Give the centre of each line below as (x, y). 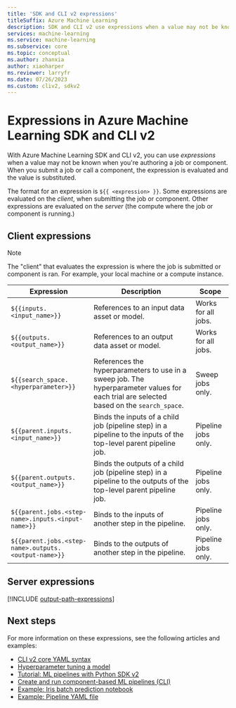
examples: (22, 645)
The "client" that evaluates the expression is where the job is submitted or (114, 266)
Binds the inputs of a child (136, 417)
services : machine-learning (48, 33)
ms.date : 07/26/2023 (38, 79)
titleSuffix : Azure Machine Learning (63, 20)
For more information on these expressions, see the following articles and (113, 638)
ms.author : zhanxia (36, 60)
